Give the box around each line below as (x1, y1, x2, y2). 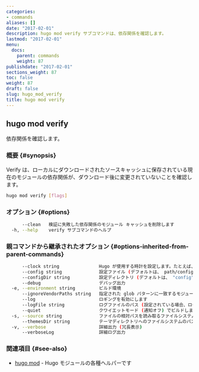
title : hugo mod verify (6, 97, 65, 102)
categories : (6, 8, 36, 15)
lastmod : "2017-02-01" (6, 36, 62, 42)
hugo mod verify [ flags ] (6, 193, 68, 198)
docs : (11, 47, 25, 53)
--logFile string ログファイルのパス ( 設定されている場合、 (21, 302, 188, 308)
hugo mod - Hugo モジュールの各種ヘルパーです (14, 359, 132, 366)
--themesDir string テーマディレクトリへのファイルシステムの (21, 318, 187, 325)
